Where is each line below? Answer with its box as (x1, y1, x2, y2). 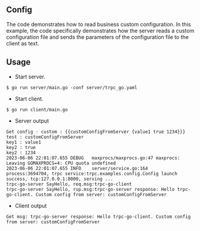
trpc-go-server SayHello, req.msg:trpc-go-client (6, 181, 133, 187)
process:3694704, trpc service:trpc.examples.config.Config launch (6, 171, 178, 177)
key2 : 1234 (6, 150, 36, 156)
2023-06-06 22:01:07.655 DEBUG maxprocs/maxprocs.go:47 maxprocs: (6, 155, 180, 161)
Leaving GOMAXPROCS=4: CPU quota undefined (6, 160, 116, 166)
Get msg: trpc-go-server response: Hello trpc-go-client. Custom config (6, 214, 191, 220)
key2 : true (6, 144, 36, 150)
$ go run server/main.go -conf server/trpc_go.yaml (6, 84, 137, 90)
